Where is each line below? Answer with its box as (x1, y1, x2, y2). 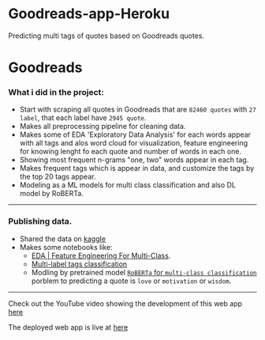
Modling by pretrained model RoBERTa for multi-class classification (31, 267, 258, 277)
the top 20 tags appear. (19, 172, 96, 182)
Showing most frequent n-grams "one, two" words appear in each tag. (19, 155, 249, 164)
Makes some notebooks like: (19, 242, 113, 251)
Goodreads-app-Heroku (8, 5, 170, 23)
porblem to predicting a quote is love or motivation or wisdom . (31, 276, 232, 285)
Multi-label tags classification (31, 259, 128, 269)
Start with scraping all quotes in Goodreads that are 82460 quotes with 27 (19, 104, 256, 115)
